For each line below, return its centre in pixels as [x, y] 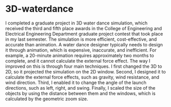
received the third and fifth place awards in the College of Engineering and [84, 28]
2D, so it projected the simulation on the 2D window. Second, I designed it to [86, 71]
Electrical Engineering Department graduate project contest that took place [84, 34]
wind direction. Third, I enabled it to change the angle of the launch [76, 83]
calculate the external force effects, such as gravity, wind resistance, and [82, 77]
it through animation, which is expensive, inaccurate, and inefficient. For [81, 50]
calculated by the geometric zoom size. [47, 99]
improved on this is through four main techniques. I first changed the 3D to [84, 66]
